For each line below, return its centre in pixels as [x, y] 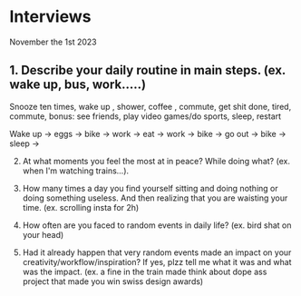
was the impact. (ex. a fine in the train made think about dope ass [145, 271]
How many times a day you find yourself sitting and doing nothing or [150, 188]
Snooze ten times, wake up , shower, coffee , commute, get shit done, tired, [150, 106]
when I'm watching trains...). [76, 171]
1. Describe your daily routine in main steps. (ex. [147, 70]
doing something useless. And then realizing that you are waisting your [155, 198]
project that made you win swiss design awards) [113, 281]
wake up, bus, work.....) [78, 85]
